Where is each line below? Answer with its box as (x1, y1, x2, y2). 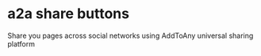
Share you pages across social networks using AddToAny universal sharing (7, 31, 254, 40)
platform (7, 39, 35, 48)
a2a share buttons (7, 5, 130, 23)
